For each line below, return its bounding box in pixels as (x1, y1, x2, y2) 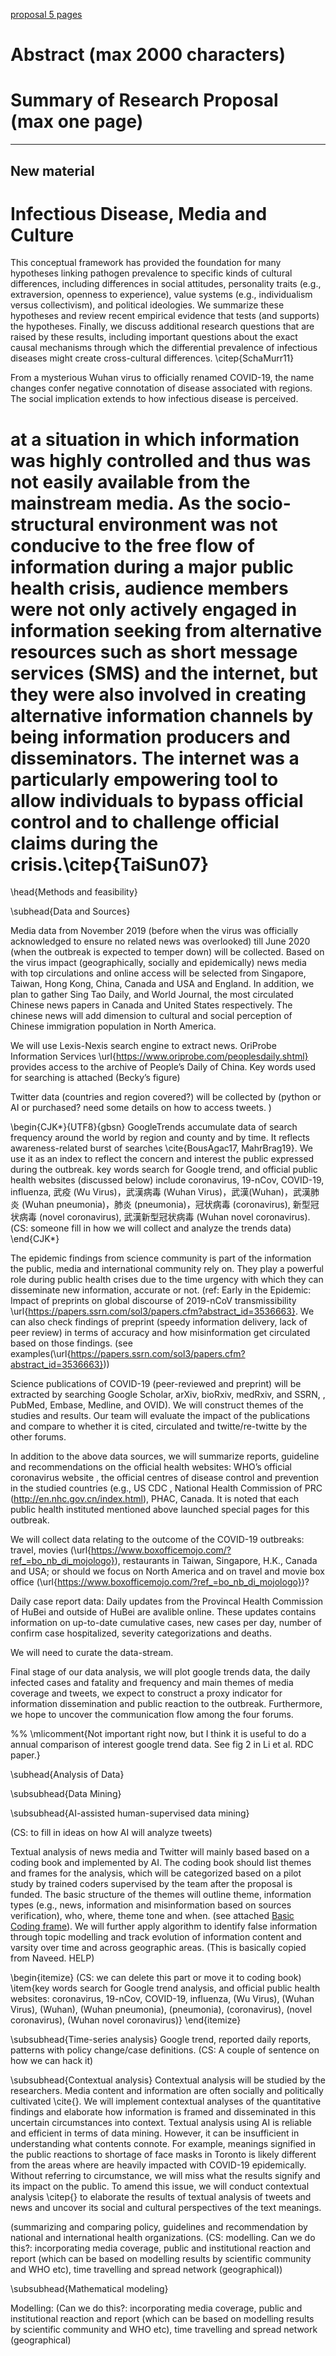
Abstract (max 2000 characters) (10, 44, 286, 66)
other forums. (10, 1431, 67, 1443)
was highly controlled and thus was (10, 449, 312, 472)
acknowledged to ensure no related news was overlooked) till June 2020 (10, 935, 311, 948)
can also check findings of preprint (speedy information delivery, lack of (10, 1316, 308, 1328)
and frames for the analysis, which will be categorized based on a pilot (10, 1867, 302, 1879)
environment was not (98, 513, 278, 536)
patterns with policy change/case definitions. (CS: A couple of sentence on (10, 2044, 320, 2056)
